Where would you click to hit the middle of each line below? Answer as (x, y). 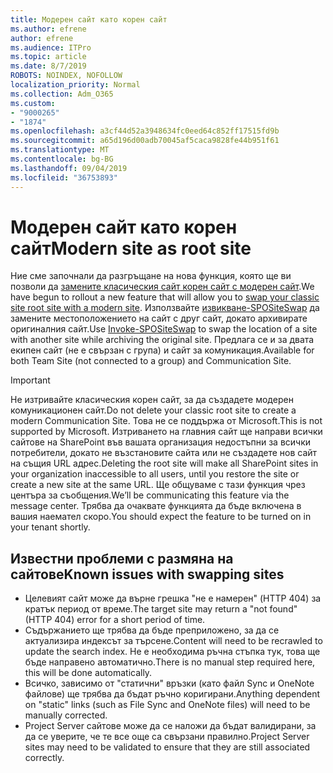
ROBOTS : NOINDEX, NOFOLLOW (66, 76)
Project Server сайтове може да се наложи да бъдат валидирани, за (170, 726)
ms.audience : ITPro (51, 47)
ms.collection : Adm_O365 (62, 94)
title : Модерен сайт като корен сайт (89, 19)
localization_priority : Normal (75, 85)
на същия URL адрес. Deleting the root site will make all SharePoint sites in (164, 463)
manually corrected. (66, 715)
